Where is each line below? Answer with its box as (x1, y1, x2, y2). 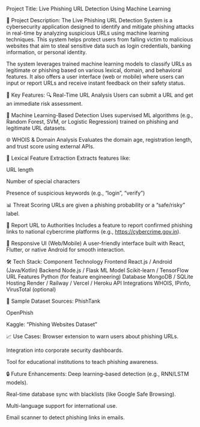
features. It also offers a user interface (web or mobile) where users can (6, 73, 184, 80)
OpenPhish (6, 309, 34, 316)
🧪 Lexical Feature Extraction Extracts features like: (6, 154, 131, 162)
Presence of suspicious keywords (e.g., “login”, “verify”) (6, 189, 145, 196)
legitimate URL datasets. (6, 124, 67, 132)
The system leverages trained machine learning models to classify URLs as (6, 60, 192, 67)
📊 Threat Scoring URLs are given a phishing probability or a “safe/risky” (6, 201, 185, 208)
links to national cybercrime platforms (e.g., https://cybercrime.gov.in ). (6, 228, 181, 235)
